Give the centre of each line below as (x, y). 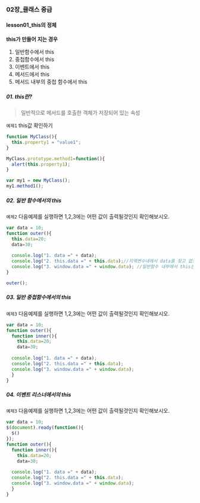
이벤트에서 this (32, 67)
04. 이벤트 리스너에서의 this (39, 395)
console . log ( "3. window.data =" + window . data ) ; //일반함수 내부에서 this (101, 267)
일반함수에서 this (35, 52)
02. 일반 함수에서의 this (34, 200)
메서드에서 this (32, 74)
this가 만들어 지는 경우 (32, 39)
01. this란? (19, 96)
